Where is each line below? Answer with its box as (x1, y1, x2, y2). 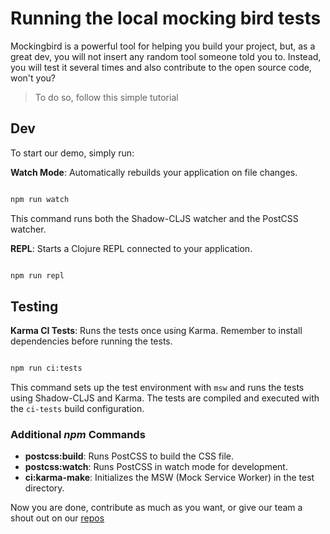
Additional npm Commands (10, 428, 146, 442)
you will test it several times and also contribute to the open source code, (10, 61, 312, 73)
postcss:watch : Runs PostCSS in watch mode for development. (24, 461, 288, 473)
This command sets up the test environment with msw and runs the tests (10, 382, 305, 394)
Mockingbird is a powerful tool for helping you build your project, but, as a (10, 40, 316, 52)
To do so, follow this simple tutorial (34, 91, 179, 103)
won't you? (10, 72, 57, 84)
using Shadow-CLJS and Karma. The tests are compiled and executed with (10, 392, 320, 404)
